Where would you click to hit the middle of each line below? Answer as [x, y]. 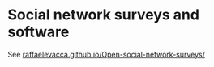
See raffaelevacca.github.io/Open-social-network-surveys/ [107, 54]
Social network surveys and [104, 15]
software [39, 32]
